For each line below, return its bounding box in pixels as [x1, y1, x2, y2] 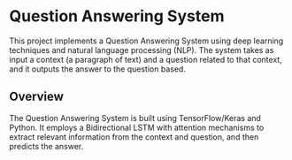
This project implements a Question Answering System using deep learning [9, 35, 284, 46]
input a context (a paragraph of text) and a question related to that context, [9, 54, 283, 65]
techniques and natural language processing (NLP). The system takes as [9, 44, 274, 55]
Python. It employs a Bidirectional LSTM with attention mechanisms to [9, 122, 265, 133]
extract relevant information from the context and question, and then [9, 131, 259, 142]
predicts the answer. [9, 141, 84, 151]
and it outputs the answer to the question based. [9, 64, 186, 74]
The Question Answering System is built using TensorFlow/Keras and [9, 112, 261, 123]
